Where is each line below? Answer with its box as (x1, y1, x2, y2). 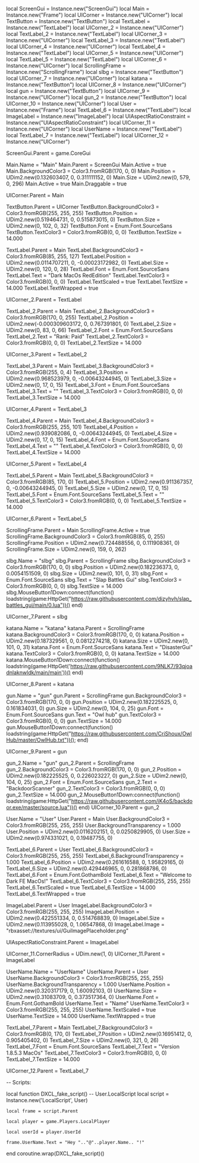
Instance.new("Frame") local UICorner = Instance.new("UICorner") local (6, 11, 183, 18)
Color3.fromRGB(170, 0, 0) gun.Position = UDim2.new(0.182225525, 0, (6, 699, 178, 705)
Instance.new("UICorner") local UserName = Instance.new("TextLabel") (6, 125, 182, 132)
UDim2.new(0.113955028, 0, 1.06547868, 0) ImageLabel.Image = (6, 921, 165, 928)
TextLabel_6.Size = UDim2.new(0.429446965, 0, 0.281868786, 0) (6, 865, 168, 872)
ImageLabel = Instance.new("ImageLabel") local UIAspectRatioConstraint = (6, 113, 191, 120)
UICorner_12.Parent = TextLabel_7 (6, 1067, 89, 1074)
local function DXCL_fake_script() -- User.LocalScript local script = (6, 1090, 169, 1097)
